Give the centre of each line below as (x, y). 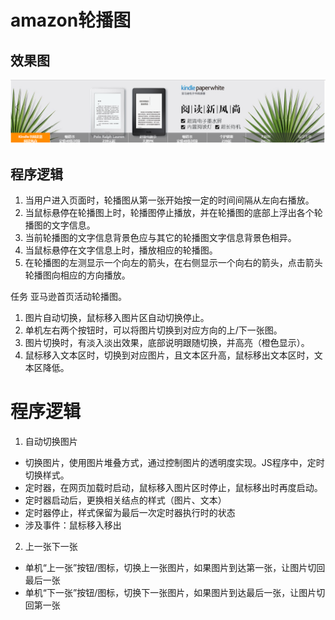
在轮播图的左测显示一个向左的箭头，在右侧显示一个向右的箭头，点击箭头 (173, 263)
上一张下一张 (51, 547)
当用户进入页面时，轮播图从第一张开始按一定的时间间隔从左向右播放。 (169, 200)
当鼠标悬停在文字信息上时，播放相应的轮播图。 (121, 250)
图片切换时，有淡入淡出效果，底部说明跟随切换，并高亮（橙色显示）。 (167, 343)
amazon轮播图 (71, 20)
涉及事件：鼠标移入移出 (73, 525)
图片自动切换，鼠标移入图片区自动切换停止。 (117, 318)
